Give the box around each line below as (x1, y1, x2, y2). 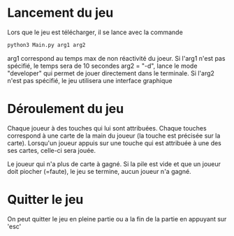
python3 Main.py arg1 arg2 (7, 41, 86, 48)
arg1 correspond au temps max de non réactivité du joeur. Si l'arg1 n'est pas (7, 54, 226, 62)
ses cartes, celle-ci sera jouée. (7, 146, 96, 154)
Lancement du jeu (7, 5, 114, 21)
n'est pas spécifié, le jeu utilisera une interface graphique (7, 76, 173, 84)
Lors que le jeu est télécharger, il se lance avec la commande (7, 28, 183, 36)
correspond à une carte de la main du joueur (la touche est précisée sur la (7, 131, 221, 140)
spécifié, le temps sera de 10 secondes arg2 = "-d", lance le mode (7, 61, 198, 70)
